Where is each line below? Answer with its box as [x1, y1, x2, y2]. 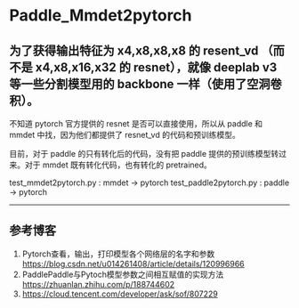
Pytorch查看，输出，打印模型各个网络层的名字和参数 [21, 248, 215, 259]
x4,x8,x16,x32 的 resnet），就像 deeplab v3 [35, 60, 278, 75]
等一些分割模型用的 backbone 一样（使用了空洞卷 [9, 77, 282, 92]
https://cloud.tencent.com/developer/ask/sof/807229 [21, 288, 218, 299]
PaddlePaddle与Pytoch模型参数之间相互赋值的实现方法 [21, 269, 224, 280]
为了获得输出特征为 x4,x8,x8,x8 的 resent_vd [9, 43, 259, 58]
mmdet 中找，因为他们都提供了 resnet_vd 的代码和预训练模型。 [9, 130, 240, 140]
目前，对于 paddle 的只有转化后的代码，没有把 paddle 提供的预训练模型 [9, 149, 271, 158]
